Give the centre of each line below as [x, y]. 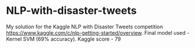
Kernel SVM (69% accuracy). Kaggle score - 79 [64, 39]
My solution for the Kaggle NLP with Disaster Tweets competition [85, 27]
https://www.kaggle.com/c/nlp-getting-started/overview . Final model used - [98, 32]
